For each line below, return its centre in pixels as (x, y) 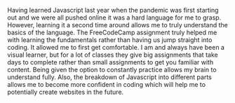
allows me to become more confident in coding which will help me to (106, 84)
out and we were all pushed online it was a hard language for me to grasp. (114, 18)
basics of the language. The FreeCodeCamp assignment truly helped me (112, 32)
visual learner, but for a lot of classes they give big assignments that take (113, 55)
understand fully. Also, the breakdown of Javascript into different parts (109, 77)
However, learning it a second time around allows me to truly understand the (117, 25)
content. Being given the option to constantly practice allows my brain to (112, 70)
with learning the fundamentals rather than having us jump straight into (110, 40)
